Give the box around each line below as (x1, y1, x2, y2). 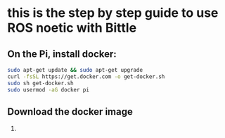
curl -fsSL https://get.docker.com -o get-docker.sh (7, 73, 165, 80)
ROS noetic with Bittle (7, 20, 137, 36)
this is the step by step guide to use (7, 5, 219, 21)
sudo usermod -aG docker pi (7, 86, 90, 93)
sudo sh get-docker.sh (7, 80, 74, 87)
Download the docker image (7, 106, 134, 118)
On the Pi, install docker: (7, 48, 117, 60)
